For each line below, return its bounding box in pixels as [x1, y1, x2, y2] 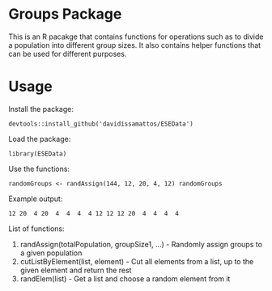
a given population [19, 248, 83, 258]
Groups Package [8, 5, 122, 24]
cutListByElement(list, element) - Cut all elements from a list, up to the [19, 256, 254, 266]
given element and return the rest [19, 265, 132, 275]
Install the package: [8, 104, 74, 113]
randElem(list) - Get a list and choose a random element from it [19, 273, 231, 284]
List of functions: [8, 224, 65, 233]
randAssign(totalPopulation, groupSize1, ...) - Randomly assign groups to [19, 239, 263, 249]
